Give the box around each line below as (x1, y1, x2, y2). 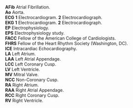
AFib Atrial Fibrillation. (5, 4, 50, 10)
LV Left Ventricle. (5, 66, 40, 72)
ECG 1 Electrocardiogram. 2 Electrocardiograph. (5, 15, 102, 20)
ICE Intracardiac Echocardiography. (5, 46, 77, 51)
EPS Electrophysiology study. (5, 30, 65, 36)
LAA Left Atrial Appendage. (5, 56, 61, 62)
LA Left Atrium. (5, 51, 36, 57)
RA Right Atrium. (5, 82, 39, 87)
